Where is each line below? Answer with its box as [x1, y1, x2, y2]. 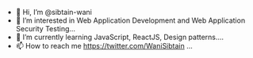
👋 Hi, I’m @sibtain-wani [15, 8, 93, 16]
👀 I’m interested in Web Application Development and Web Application [15, 16, 246, 25]
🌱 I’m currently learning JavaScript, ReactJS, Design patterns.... [15, 32, 224, 42]
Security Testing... [15, 24, 76, 33]
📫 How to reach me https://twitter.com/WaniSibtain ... [15, 42, 193, 50]
